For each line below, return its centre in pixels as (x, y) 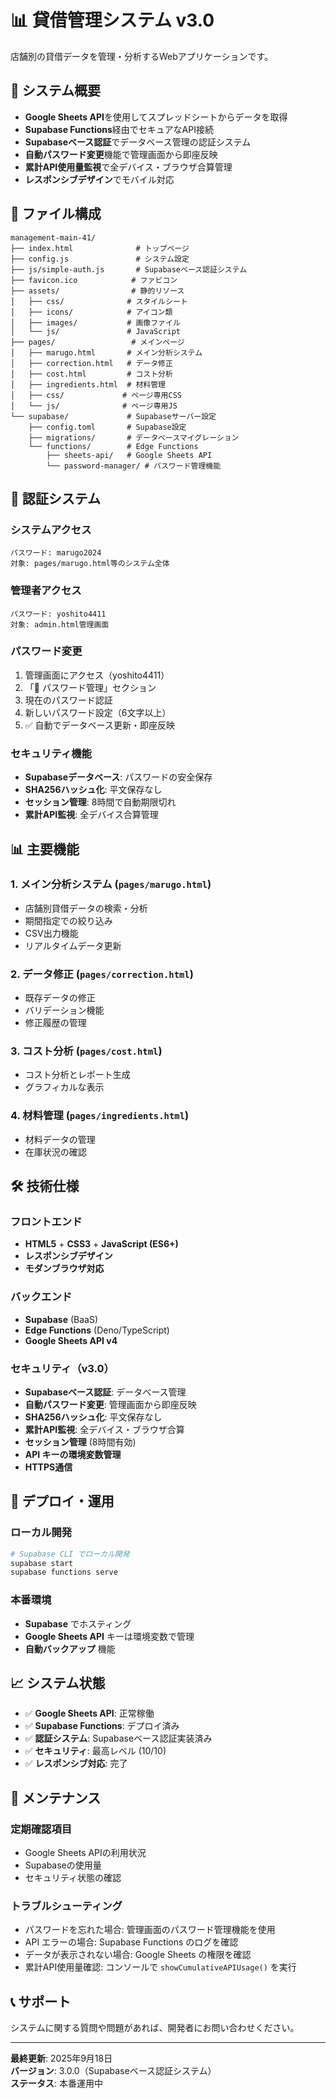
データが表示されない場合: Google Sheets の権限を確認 (138, 1955)
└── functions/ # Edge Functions (113, 446)
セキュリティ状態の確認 (73, 1878)
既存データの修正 (60, 998)
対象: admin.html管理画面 (60, 624)
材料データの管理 (60, 1139)
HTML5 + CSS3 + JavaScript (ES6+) (101, 1244)
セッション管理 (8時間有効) (80, 1442)
